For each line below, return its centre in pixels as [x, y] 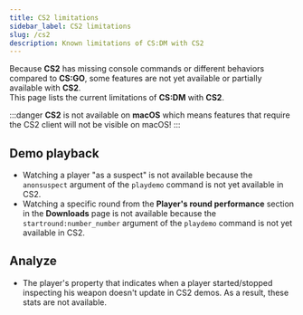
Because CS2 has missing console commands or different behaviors [137, 69]
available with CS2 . [45, 88]
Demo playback [54, 153]
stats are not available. [64, 302]
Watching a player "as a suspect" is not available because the [137, 175]
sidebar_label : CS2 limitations [70, 26]
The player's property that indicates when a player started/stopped [147, 282]
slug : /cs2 [30, 34]
